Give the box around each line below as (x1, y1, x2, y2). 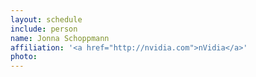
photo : (10, 52, 38, 62)
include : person (10, 24, 78, 34)
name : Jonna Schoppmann (10, 33, 110, 43)
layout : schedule (10, 14, 83, 25)
